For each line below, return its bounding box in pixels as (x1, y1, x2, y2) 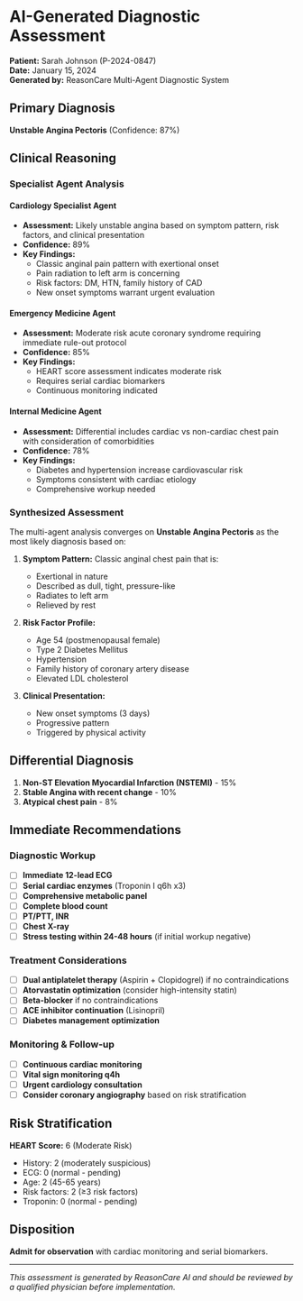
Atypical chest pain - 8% (22, 796, 118, 807)
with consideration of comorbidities (22, 435, 155, 446)
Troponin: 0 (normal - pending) (22, 1196, 138, 1206)
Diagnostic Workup (9, 849, 96, 862)
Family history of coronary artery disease (35, 663, 189, 673)
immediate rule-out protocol (22, 337, 127, 348)
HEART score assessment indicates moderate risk (35, 366, 223, 377)
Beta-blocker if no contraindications (22, 994, 159, 1006)
